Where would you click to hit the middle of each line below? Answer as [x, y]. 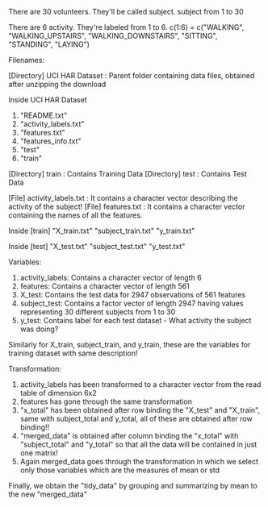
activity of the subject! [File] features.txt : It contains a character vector [127, 206]
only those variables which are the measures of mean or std [120, 470]
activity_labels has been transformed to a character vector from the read [140, 384]
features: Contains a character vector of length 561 [105, 286]
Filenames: [27, 60]
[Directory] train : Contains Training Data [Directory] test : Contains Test [128, 174]
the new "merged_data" [48, 494]
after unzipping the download [57, 84]
